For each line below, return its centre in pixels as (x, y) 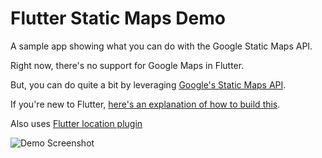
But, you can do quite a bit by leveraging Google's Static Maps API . (148, 84)
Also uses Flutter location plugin (76, 123)
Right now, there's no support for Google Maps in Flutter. (127, 65)
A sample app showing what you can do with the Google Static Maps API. (161, 46)
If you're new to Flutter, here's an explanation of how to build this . (145, 104)
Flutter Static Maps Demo (118, 18)
